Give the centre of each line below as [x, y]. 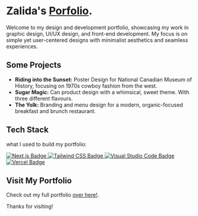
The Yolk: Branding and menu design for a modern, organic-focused [99, 105]
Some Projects [34, 65]
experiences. [22, 46]
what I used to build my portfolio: [47, 144]
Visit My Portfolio [39, 181]
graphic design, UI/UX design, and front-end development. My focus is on [97, 33]
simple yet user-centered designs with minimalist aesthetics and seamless [97, 40]
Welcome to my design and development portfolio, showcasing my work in [98, 27]
